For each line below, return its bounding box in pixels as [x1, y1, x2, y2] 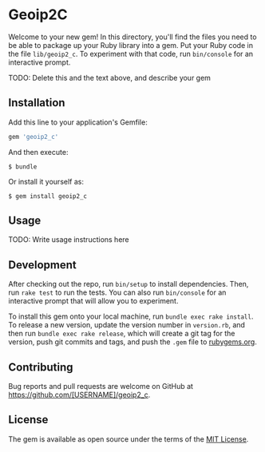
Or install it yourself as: [8, 176, 84, 186]
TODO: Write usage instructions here [8, 235, 129, 244]
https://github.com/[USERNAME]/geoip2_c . [8, 390, 151, 400]
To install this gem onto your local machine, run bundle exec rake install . [8, 311, 254, 321]
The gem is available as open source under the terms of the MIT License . [8, 434, 249, 444]
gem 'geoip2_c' [8, 133, 59, 141]
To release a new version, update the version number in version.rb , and [8, 320, 246, 330]
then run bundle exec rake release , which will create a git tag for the [8, 329, 235, 339]
